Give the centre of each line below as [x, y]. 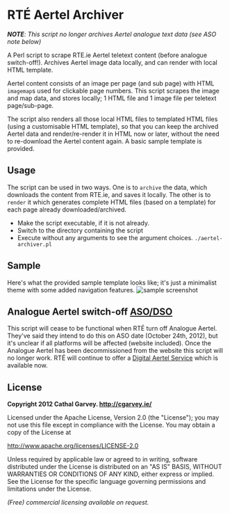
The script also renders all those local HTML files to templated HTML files [113, 119]
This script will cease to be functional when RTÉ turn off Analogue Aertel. [112, 329]
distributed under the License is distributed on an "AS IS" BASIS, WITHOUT [115, 467]
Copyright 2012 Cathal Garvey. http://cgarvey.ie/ [80, 404]
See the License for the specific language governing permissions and [107, 482]
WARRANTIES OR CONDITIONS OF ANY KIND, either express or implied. [110, 474]
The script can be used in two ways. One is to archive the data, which [107, 187]
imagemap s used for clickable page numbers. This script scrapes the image [114, 90]
